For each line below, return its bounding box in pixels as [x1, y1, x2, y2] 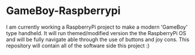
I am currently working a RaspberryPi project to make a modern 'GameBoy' [6, 23, 188, 30]
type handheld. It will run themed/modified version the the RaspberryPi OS [6, 29, 187, 36]
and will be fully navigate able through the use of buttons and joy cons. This [6, 36, 190, 43]
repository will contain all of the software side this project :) [6, 42, 150, 49]
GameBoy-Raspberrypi [6, 4, 121, 18]
